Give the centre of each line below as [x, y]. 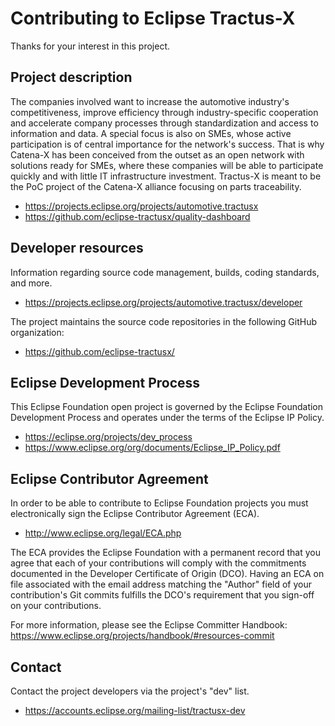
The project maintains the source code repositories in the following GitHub [164, 321]
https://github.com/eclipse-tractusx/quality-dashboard [137, 216]
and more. [31, 283]
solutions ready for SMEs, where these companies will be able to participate [167, 165]
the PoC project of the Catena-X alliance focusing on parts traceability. [156, 186]
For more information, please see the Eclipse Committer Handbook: [149, 625]
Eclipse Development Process [105, 382]
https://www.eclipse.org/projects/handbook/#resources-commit [142, 636]
